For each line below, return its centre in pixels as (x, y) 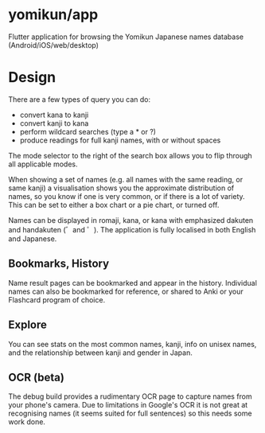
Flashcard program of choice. (57, 299)
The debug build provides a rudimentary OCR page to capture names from (130, 396)
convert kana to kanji (54, 115)
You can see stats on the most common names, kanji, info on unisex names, (132, 344)
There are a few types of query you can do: (80, 99)
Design (32, 78)
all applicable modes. (43, 164)
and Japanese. (33, 238)
